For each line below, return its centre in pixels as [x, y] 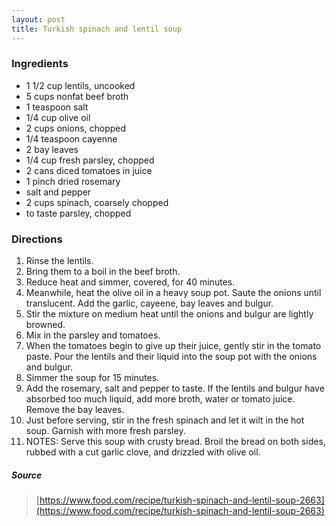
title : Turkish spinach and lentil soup [97, 29]
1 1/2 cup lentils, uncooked [80, 85]
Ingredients [40, 64]
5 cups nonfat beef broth [77, 96]
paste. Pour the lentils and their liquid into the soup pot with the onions [171, 357]
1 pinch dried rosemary [73, 181]
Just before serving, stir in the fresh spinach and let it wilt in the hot [165, 420]
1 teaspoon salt [57, 107]
